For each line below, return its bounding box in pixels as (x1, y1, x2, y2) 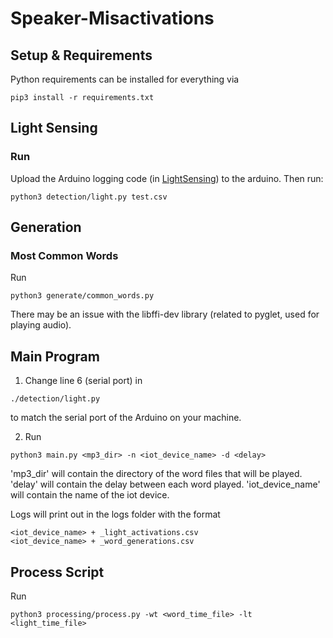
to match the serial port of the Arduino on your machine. (10, 412, 242, 424)
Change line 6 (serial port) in (24, 375, 143, 387)
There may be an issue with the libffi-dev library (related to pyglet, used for (10, 308, 320, 321)
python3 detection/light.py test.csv (10, 192, 168, 202)
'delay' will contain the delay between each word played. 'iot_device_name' (10, 478, 321, 491)
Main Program (10, 348, 100, 365)
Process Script (10, 563, 105, 581)
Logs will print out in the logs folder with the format (10, 508, 221, 521)
